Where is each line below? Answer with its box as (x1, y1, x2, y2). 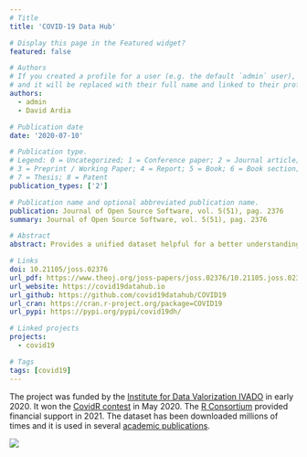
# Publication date (9, 122, 84, 132)
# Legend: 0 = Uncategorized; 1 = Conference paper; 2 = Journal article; (9, 156, 301, 165)
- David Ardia (17, 106, 71, 115)
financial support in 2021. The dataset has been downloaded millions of (9, 410, 279, 421)
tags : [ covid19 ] (9, 366, 71, 375)
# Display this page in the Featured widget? (9, 38, 185, 48)
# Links (9, 257, 39, 266)
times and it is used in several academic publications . (9, 420, 210, 430)
